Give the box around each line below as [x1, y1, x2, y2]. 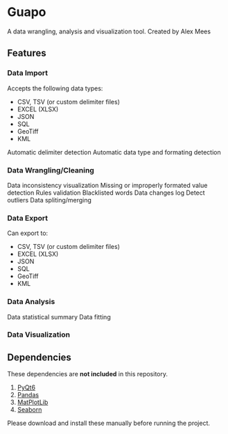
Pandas [17, 391, 40, 399]
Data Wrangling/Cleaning [7, 165, 95, 175]
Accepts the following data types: [7, 84, 103, 93]
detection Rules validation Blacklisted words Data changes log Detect [7, 188, 206, 197]
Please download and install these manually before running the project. [7, 419, 210, 428]
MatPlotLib [17, 398, 49, 407]
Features [7, 47, 46, 59]
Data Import [7, 68, 49, 78]
